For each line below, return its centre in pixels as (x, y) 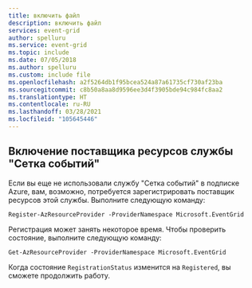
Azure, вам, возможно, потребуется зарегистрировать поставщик (121, 191)
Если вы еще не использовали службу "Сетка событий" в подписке (124, 183)
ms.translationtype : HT (48, 97)
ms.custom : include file (49, 75)
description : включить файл (55, 23)
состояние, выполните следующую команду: (85, 237)
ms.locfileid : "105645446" (53, 119)
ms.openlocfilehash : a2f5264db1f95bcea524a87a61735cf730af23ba (116, 82)
